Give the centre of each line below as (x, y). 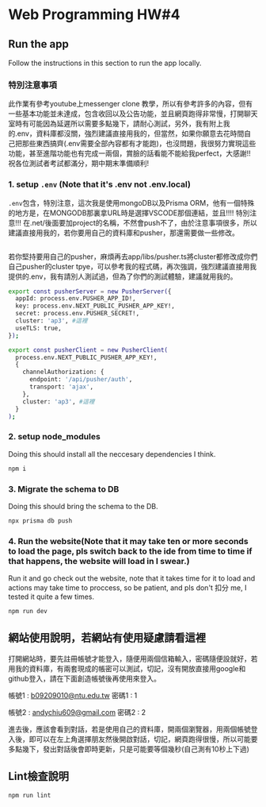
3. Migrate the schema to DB (64, 488)
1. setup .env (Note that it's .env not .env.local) (100, 184)
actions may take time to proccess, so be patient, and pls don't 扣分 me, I (127, 588)
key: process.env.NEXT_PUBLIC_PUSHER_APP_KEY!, (95, 306)
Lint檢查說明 (39, 776)
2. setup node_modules (54, 437)
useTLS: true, (38, 328)
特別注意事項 (33, 85)
